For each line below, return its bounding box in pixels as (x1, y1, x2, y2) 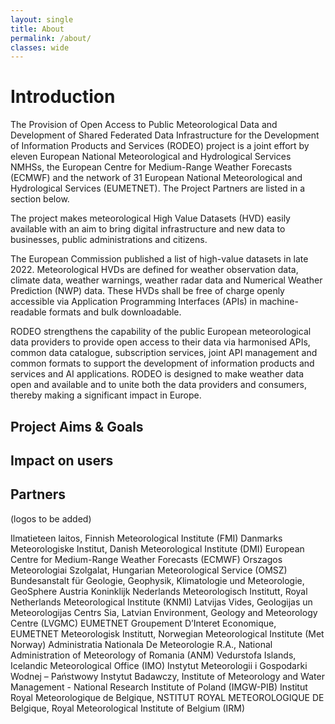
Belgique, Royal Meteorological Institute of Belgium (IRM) (10, 702, 246, 714)
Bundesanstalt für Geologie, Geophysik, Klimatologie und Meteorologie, (10, 574, 305, 586)
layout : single (10, 14, 74, 25)
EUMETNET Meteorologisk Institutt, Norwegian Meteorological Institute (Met (10, 627, 325, 640)
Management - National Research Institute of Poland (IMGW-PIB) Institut (10, 681, 308, 693)
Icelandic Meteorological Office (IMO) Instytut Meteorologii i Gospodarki (10, 659, 308, 671)
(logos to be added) (10, 512, 92, 525)
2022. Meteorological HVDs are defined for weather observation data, (10, 264, 299, 276)
